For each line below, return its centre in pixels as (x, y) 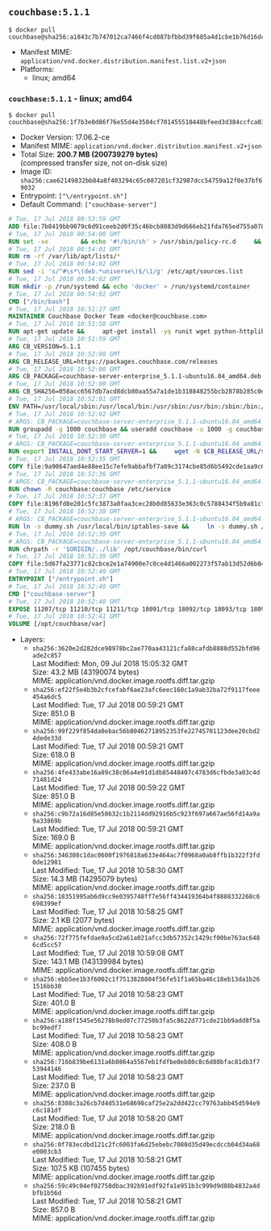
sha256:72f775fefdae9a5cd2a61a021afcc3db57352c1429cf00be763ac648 (146, 938)
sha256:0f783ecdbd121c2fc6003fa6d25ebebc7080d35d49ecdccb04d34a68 (146, 1145)
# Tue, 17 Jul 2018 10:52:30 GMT (65, 436)
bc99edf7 (47, 1028)
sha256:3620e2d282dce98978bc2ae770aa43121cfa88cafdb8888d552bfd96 (146, 649)
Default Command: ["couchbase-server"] (88, 204)
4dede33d (47, 739)
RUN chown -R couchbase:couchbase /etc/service (90, 489)
